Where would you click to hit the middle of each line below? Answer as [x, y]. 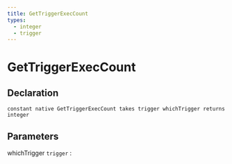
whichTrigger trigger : [40, 153]
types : [17, 20]
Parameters [33, 136]
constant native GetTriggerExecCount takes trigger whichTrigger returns [116, 109]
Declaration [33, 93]
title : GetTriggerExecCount [48, 14]
